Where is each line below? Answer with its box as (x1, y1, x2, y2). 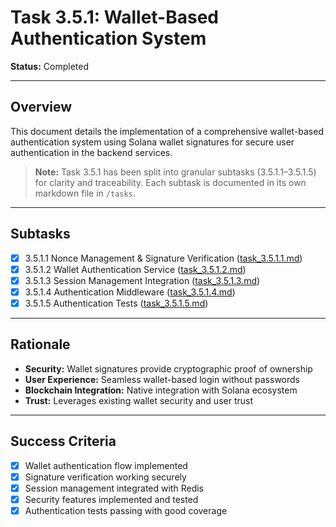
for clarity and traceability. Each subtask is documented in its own (34, 176, 307, 188)
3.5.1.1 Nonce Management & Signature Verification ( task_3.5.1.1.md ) (24, 252, 303, 264)
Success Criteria (10, 433, 117, 450)
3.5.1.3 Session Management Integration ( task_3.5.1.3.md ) (24, 274, 261, 286)
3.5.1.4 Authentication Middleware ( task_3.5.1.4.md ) (24, 286, 236, 298)
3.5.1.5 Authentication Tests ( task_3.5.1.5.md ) (24, 297, 209, 309)
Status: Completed (10, 60, 89, 72)
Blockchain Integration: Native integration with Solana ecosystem (24, 384, 298, 396)
